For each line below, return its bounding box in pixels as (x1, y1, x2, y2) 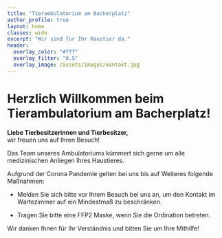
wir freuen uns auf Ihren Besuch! (7, 136, 100, 144)
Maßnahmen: (7, 177, 45, 185)
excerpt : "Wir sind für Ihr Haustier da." (7, 36, 131, 43)
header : (7, 42, 30, 49)
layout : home (7, 23, 45, 30)
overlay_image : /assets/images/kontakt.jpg (13, 61, 140, 68)
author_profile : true (7, 17, 69, 23)
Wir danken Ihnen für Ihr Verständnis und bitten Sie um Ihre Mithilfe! (7, 224, 199, 232)
